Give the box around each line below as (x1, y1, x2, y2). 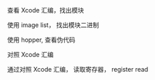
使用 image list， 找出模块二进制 (7, 21, 99, 29)
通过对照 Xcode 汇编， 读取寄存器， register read (7, 65, 149, 73)
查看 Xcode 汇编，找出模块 (7, 6, 85, 14)
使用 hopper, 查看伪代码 (7, 35, 76, 44)
